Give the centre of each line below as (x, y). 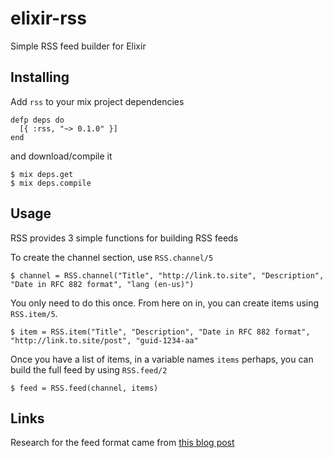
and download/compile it (61, 156)
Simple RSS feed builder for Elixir (78, 46)
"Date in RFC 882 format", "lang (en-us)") (102, 284)
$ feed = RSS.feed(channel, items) (84, 388)
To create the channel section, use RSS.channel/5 (112, 257)
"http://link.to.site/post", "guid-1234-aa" (104, 340)
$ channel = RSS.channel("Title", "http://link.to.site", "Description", (167, 275)
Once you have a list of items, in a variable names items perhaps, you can (162, 359)
